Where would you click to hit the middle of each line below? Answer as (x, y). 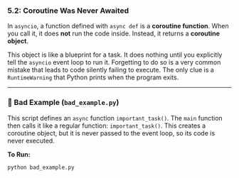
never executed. (31, 140)
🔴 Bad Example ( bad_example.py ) (63, 103)
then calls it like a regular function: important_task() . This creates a (107, 126)
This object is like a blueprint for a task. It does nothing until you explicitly (115, 55)
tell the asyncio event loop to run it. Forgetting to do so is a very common (114, 62)
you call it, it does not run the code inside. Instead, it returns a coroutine (114, 33)
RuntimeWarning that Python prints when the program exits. (93, 77)
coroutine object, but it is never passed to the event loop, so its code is (111, 133)
